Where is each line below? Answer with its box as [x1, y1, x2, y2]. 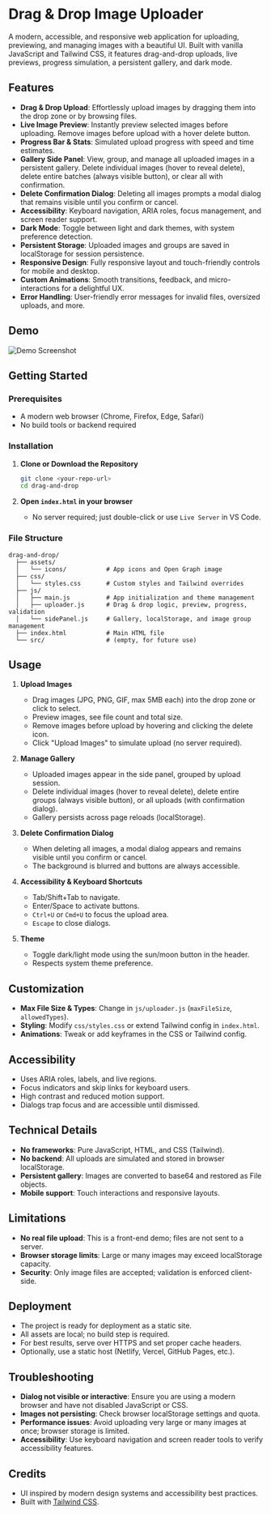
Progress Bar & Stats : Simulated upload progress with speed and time [19, 137, 255, 147]
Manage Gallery [19, 754, 75, 764]
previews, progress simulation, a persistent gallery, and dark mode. [8, 58, 233, 67]
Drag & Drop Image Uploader [8, 5, 204, 23]
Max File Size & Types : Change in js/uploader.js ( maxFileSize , [19, 1004, 232, 1013]
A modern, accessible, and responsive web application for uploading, [8, 32, 240, 41]
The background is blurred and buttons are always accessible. [32, 861, 240, 871]
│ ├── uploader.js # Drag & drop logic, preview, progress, [15, 600, 248, 608]
